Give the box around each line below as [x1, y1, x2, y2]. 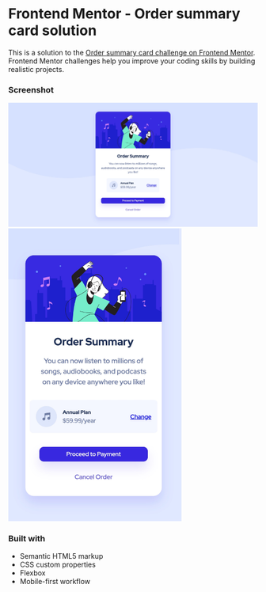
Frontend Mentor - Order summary [8, 5, 241, 23]
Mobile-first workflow [19, 576, 91, 586]
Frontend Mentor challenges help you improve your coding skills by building [8, 56, 256, 66]
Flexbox [19, 567, 46, 578]
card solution [8, 21, 97, 40]
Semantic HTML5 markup [19, 551, 104, 560]
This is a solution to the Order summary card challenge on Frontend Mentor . [8, 47, 256, 57]
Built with [8, 533, 46, 545]
